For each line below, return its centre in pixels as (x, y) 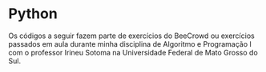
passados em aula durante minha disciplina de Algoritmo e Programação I (130, 44)
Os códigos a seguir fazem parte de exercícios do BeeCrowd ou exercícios (131, 36)
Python (33, 14)
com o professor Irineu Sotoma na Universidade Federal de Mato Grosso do (133, 52)
